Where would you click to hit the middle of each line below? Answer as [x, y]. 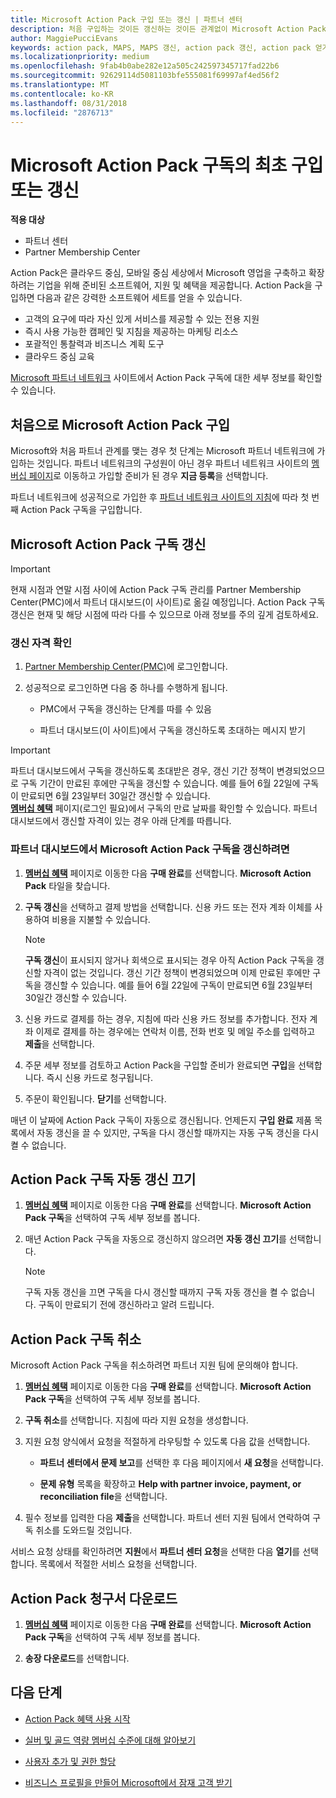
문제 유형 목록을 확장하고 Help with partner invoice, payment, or [170, 1484]
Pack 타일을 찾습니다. [67, 885]
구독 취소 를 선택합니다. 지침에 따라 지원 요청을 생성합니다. [136, 1420]
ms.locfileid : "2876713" [62, 112]
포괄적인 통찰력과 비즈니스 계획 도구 [94, 344]
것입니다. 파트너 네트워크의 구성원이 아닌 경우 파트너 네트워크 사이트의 [173, 463]
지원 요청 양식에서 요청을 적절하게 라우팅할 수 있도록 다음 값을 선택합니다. [167, 1442]
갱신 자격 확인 [41, 643]
